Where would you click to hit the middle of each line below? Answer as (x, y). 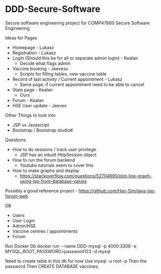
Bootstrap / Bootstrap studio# (43, 130)
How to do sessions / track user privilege (54, 149)
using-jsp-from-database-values (53, 181)
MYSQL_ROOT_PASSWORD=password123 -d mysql (58, 251)
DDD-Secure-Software (53, 9)
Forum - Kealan (28, 100)
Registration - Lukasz (34, 53)
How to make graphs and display (46, 171)
